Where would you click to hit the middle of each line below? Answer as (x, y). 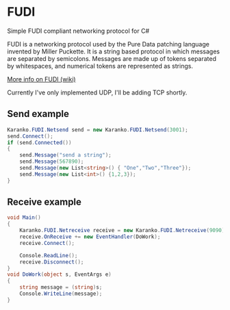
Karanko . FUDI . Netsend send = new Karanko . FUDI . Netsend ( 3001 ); (98, 130)
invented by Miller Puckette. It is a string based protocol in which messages (114, 51)
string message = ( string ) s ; (61, 287)
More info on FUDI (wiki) (42, 79)
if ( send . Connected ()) (39, 142)
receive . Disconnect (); (52, 262)
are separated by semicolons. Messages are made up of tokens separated (112, 58)
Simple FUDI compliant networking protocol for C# (78, 31)
